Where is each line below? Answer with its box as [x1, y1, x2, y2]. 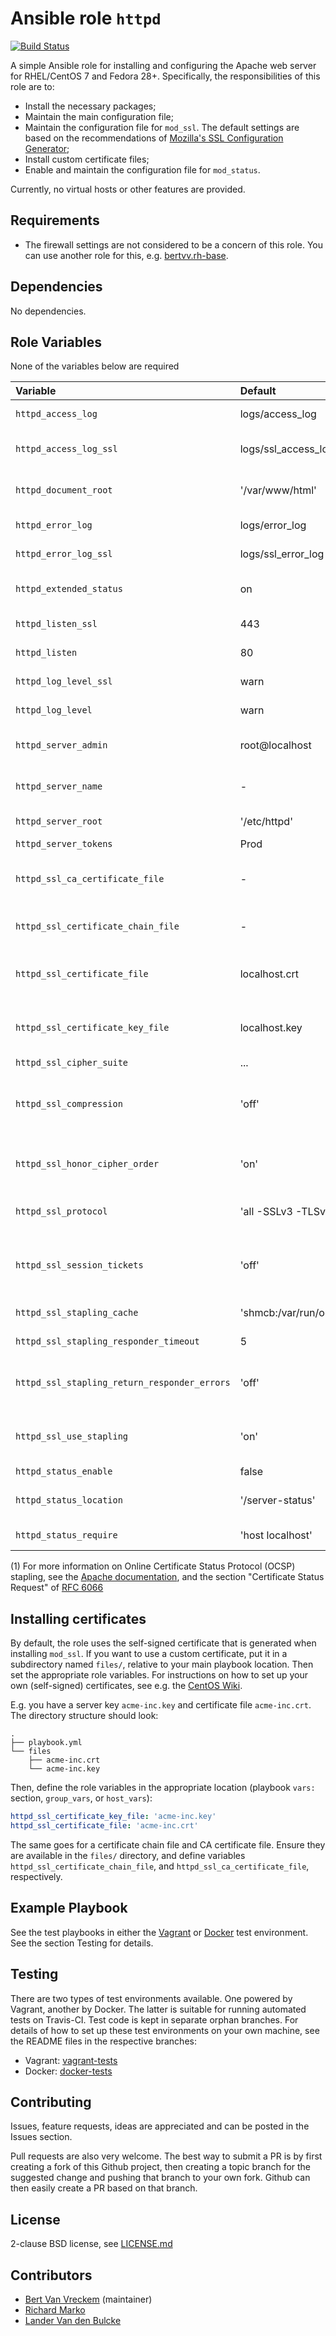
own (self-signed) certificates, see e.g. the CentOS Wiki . [10, 1680, 243, 1692]
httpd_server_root [15, 816, 103, 827]
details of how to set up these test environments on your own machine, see [10, 2024, 320, 2036]
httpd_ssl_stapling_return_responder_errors [15, 1377, 231, 1389]
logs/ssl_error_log [239, 547, 325, 561]
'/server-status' [239, 1493, 316, 1507]
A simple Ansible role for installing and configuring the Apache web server [10, 59, 317, 71]
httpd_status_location [15, 1495, 123, 1506]
